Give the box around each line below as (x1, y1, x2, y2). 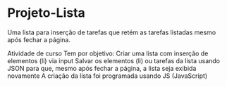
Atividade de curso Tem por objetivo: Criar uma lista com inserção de (7, 49, 209, 58)
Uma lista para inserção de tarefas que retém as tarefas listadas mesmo (7, 28, 216, 36)
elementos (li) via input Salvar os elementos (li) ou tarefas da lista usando (7, 56, 221, 65)
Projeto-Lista (7, 5, 86, 21)
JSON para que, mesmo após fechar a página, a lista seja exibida (7, 64, 197, 72)
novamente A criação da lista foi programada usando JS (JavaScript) (7, 72, 208, 80)
